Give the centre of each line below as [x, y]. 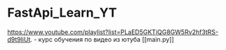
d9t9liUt [19, 39]
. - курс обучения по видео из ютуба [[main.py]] [102, 39]
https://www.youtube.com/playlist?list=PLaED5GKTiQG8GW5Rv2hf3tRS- [113, 32]
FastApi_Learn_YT [62, 13]
